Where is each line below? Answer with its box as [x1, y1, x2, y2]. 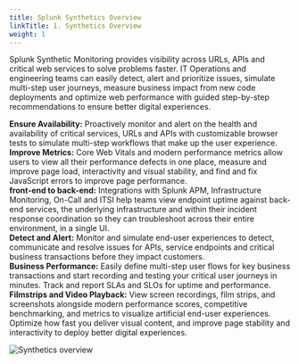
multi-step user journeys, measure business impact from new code [9, 82, 256, 94]
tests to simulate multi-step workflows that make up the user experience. [9, 137, 278, 148]
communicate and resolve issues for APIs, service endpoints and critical [9, 242, 275, 252]
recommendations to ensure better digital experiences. [9, 102, 212, 112]
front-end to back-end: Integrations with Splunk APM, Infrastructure [9, 185, 262, 196]
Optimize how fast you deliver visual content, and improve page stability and [9, 318, 290, 328]
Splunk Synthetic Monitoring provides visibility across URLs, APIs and [9, 54, 265, 65]
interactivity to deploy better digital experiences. [9, 327, 187, 338]
